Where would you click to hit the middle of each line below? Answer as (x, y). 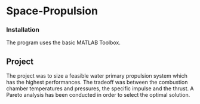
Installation (23, 30)
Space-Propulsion (52, 11)
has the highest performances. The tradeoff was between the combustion (97, 82)
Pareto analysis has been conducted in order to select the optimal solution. (98, 95)
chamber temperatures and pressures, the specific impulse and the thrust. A (100, 88)
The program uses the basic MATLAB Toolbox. (64, 42)
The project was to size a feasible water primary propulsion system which (97, 76)
